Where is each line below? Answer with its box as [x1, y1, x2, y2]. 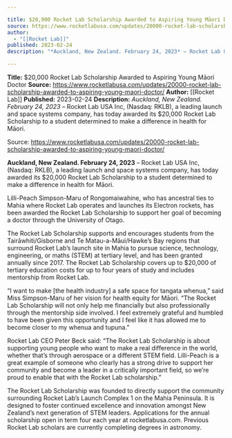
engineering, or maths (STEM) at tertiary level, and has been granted [7, 251, 203, 259]
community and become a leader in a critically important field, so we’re [7, 366, 209, 374]
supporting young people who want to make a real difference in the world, [7, 344, 218, 352]
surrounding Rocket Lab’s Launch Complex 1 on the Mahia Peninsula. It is [7, 394, 215, 402]
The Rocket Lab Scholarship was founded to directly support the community [7, 387, 224, 395]
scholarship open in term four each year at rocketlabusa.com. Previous [7, 416, 209, 424]
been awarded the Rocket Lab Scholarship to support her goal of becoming [7, 208, 222, 217]
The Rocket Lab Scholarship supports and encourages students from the [7, 229, 214, 237]
